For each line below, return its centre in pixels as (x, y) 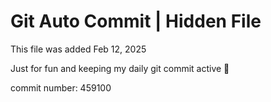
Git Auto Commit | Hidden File (136, 21)
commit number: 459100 (61, 87)
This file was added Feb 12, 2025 (78, 49)
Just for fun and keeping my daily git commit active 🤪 (120, 68)
